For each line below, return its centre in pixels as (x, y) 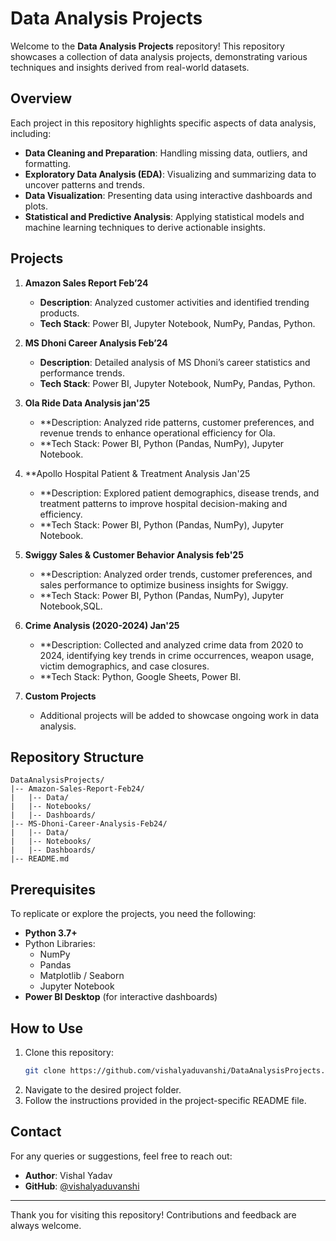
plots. (36, 206)
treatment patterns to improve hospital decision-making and (163, 503)
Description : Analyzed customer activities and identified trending (174, 302)
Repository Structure (77, 757)
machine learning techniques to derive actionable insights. (145, 227)
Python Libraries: (60, 944)
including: (31, 133)
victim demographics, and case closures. (124, 666)
